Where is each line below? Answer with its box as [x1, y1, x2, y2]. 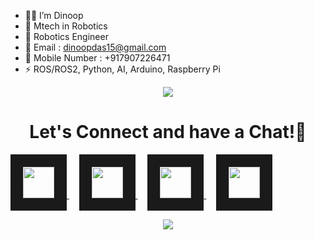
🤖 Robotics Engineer [24, 31, 109, 42]
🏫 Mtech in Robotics [24, 20, 108, 32]
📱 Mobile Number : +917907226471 [24, 52, 171, 64]
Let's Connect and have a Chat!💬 [29, 121, 307, 144]
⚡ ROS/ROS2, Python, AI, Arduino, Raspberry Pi [24, 63, 221, 75]
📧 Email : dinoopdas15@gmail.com [24, 41, 167, 53]
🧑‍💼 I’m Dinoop [24, 10, 84, 21]
